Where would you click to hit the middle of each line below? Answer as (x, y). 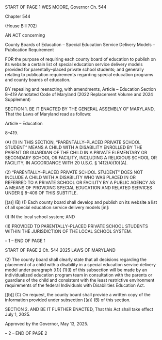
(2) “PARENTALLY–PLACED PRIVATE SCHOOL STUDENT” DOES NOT (74, 172)
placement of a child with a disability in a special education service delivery (81, 265)
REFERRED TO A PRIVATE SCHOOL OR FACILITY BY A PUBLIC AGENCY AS (80, 182)
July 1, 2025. (18, 314)
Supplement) (18, 99)
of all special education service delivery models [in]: (57, 207)
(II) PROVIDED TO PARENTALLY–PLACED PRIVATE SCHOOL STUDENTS (77, 226)
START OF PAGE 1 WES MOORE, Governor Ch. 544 (56, 7)
